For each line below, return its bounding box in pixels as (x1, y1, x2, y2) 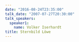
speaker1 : (9, 20, 29, 26)
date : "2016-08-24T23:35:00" (5, 7, 64, 12)
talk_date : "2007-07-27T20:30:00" (5, 12, 75, 16)
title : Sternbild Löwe (5, 29, 51, 34)
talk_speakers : (5, 16, 36, 21)
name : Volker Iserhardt (14, 25, 62, 30)
